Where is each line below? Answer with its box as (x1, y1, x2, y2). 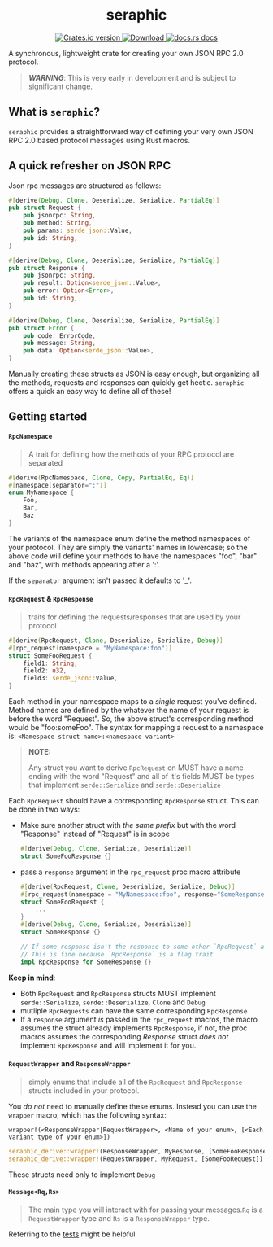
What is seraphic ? (8, 105, 100, 119)
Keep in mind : (8, 973, 56, 982)
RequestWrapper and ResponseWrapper (8, 1059, 131, 1069)
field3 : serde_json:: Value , (23, 674, 118, 683)
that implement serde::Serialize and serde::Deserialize (28, 780, 222, 790)
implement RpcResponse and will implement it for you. (19, 1040, 197, 1050)
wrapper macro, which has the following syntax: (8, 1109, 167, 1120)
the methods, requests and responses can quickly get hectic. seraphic (8, 378, 245, 387)
